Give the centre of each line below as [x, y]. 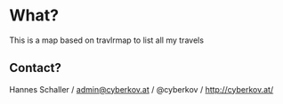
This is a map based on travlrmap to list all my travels [107, 40]
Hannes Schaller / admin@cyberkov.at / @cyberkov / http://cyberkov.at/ [141, 89]
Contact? [36, 68]
